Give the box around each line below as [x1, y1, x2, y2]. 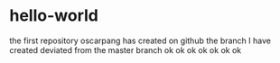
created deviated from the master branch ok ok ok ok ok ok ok [9, 44, 242, 55]
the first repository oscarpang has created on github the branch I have [9, 35, 271, 46]
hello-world [9, 5, 99, 26]
